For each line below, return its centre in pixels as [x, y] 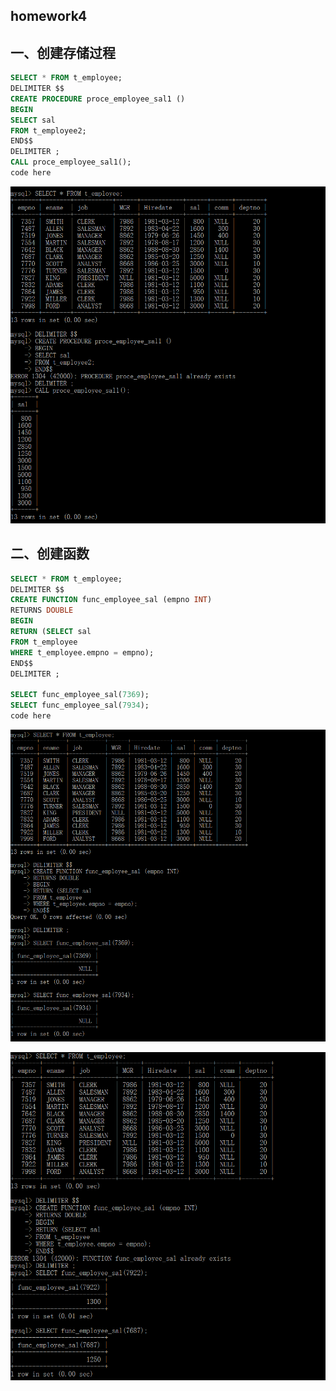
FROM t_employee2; [48, 130]
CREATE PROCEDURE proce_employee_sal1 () [98, 99]
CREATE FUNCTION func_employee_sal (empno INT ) [111, 600]
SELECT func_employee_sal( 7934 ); [80, 705]
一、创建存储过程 [63, 52]
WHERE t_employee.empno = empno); [82, 652]
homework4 [49, 16]
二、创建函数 [50, 554]
